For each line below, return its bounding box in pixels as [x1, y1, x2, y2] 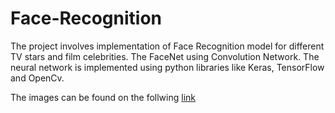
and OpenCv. [10, 72, 65, 84]
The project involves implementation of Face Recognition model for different [10, 40, 325, 52]
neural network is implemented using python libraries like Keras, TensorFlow [10, 61, 325, 73]
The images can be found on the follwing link [10, 91, 197, 103]
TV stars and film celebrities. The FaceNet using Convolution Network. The [10, 50, 320, 62]
